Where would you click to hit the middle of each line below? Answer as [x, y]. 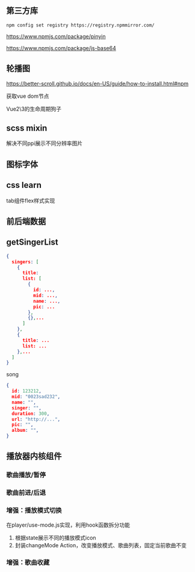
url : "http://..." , [36, 419]
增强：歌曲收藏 [28, 562]
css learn [24, 185]
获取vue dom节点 [28, 96]
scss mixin [27, 128]
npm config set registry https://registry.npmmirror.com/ [80, 25]
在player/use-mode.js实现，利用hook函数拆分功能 [68, 525]
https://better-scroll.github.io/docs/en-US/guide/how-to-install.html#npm [97, 83]
